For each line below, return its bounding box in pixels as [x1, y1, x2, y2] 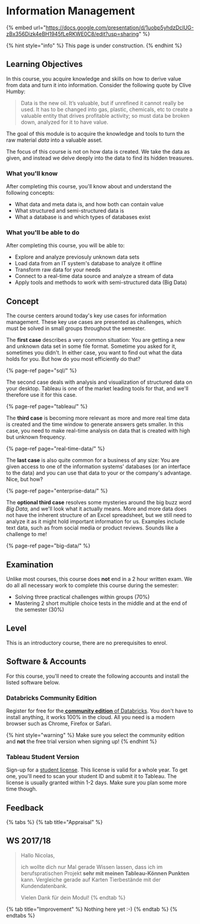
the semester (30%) [14, 605, 64, 613]
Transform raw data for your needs [14, 266, 101, 273]
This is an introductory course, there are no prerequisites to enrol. [6, 639, 168, 646]
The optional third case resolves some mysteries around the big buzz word [6, 499, 192, 506]
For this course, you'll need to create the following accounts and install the [6, 672, 189, 680]
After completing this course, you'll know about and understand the [6, 183, 171, 190]
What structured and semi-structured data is [14, 207, 124, 215]
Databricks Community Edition [6, 693, 97, 702]
